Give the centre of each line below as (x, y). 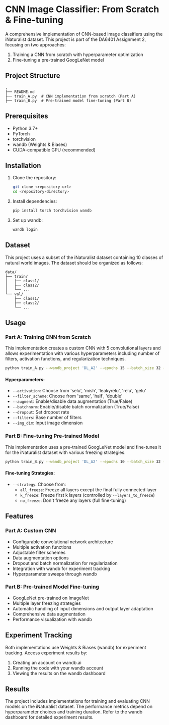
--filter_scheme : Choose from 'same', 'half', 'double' (67, 396)
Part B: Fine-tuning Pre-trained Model (52, 436)
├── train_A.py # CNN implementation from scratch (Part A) (71, 96)
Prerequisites (27, 116)
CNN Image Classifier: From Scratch (82, 9)
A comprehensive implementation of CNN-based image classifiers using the (84, 34)
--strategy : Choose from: (39, 484)
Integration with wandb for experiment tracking (61, 568)
